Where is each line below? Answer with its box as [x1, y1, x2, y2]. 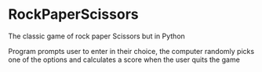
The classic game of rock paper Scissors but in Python [8, 31, 186, 41]
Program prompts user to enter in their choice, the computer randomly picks [8, 46, 255, 56]
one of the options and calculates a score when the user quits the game [8, 55, 241, 64]
